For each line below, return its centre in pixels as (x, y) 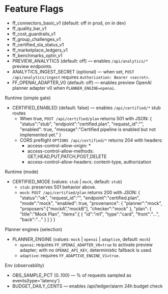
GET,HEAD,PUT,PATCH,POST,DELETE (67, 156)
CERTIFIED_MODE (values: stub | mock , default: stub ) (67, 181)
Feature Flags (34, 9)
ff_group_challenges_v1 (36, 39)
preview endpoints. (32, 66)
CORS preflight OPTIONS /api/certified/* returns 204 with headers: (91, 140)
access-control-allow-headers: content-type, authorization (89, 162)
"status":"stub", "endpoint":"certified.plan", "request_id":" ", (82, 124)
